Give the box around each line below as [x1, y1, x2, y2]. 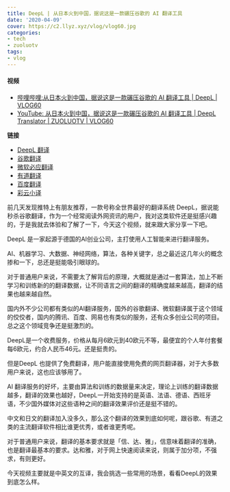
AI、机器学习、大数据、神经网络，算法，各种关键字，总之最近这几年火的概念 [7, 249, 223, 257]
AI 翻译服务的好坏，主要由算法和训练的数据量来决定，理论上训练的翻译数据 [7, 382, 219, 390]
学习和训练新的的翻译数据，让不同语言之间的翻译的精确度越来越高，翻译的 [7, 281, 217, 289]
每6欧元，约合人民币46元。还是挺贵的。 [7, 344, 121, 353]
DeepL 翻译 [16, 145, 50, 154]
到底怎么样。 [7, 478, 43, 486]
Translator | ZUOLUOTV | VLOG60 [16, 117, 114, 125]
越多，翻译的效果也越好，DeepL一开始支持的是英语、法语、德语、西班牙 [7, 390, 212, 399]
